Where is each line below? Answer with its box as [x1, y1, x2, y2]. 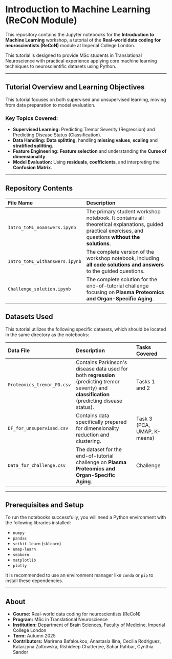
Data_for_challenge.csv [8, 462, 66, 468]
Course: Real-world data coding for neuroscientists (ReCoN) [12, 611, 141, 617]
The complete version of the [86, 248, 155, 255]
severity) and [76, 384, 108, 392]
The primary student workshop [86, 208, 161, 215]
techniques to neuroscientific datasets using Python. [5, 63, 117, 69]
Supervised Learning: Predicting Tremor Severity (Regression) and [12, 127, 155, 133]
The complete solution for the [86, 276, 158, 283]
